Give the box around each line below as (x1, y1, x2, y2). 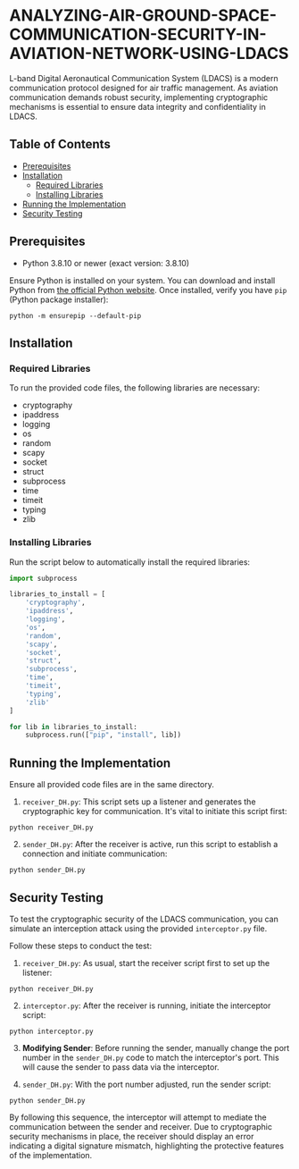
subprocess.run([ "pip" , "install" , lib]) (25, 730, 181, 740)
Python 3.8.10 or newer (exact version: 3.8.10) (21, 257, 190, 268)
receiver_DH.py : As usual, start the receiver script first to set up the (21, 957, 270, 968)
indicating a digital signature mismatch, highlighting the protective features (9, 1140, 284, 1151)
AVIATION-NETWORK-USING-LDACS (9, 44, 289, 63)
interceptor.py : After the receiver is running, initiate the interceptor (21, 1000, 271, 1011)
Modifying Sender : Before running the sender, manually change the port (21, 1042, 290, 1053)
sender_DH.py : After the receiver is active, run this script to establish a (21, 839, 278, 850)
